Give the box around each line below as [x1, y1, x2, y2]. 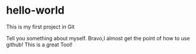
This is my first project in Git [6, 23, 75, 30]
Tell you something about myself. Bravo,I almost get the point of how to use [6, 34, 191, 42]
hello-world [6, 4, 65, 17]
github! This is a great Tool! [6, 41, 73, 48]
